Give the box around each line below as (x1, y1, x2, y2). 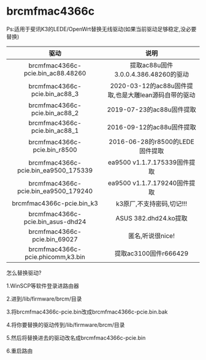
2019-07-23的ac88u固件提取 (107, 105, 196, 114)
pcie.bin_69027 (32, 234, 78, 243)
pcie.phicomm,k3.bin (25, 252, 86, 261)
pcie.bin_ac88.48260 (23, 69, 86, 77)
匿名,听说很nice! (128, 231, 175, 240)
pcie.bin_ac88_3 (31, 89, 79, 98)
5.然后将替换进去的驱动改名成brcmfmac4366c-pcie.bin (6, 334, 146, 341)
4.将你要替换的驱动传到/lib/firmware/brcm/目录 (6, 321, 125, 328)
